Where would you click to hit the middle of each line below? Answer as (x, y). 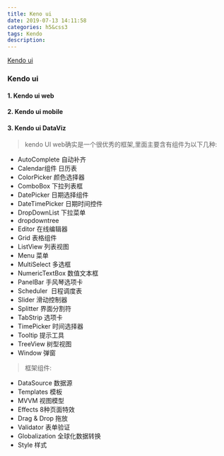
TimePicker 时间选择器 (50, 326)
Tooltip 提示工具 (41, 335)
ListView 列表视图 (43, 247)
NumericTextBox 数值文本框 (58, 273)
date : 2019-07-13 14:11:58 (47, 21)
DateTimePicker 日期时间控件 (60, 204)
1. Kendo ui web (31, 96)
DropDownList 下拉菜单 (52, 212)
